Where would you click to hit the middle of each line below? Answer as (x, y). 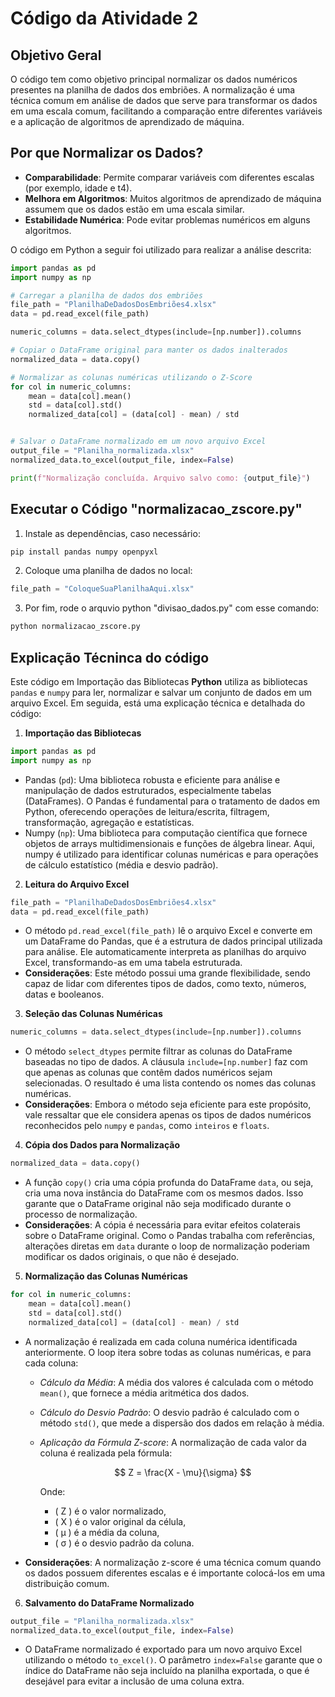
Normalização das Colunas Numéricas (106, 1276)
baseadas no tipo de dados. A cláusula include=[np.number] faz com (166, 1062)
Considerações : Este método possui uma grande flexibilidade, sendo (167, 973)
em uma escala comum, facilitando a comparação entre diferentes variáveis (166, 111)
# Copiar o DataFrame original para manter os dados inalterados (149, 350)
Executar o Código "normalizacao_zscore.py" (156, 509)
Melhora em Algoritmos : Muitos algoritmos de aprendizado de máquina (173, 198)
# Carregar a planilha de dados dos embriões (106, 295)
